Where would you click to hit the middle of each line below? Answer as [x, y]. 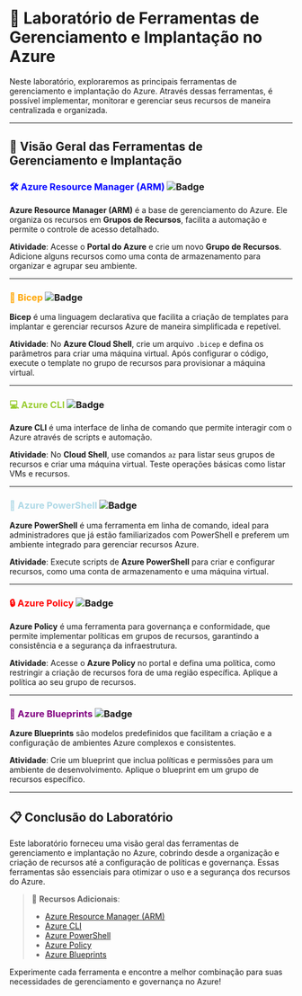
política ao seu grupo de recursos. [73, 681]
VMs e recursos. [40, 474]
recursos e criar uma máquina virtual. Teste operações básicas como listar [147, 464]
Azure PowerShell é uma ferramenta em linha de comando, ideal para [139, 525]
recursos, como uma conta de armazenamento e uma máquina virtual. [139, 571]
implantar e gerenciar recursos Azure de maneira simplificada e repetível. [145, 326]
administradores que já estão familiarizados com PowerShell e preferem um [149, 535]
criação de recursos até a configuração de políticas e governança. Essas [144, 862]
